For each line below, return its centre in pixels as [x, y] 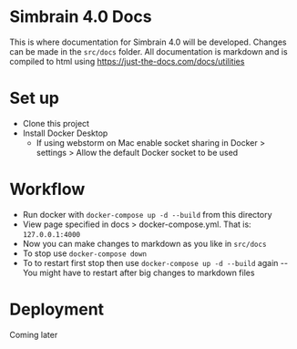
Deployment [57, 309]
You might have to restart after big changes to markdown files [138, 272]
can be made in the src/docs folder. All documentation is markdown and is [149, 51]
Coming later [34, 334]
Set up [34, 98]
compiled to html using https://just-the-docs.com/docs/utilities [127, 61]
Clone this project [56, 123]
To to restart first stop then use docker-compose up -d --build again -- [155, 262]
